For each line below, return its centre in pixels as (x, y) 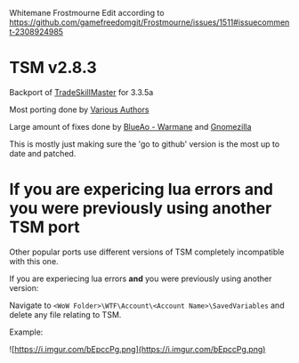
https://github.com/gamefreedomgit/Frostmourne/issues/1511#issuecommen (149, 22)
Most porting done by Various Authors (79, 109)
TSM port (44, 227)
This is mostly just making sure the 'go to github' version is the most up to (145, 144)
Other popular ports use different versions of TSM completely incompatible (147, 252)
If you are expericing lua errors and (141, 190)
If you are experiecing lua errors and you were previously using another (141, 278)
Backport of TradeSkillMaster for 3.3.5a (81, 92)
